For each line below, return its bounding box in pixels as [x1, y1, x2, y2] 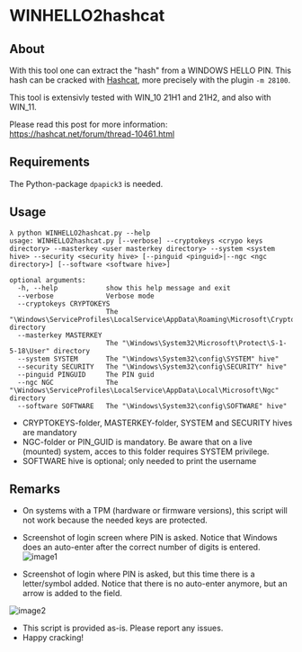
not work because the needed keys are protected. [22, 514, 209, 526]
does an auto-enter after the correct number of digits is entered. [22, 541, 261, 553]
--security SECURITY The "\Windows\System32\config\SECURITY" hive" [17, 362, 288, 371]
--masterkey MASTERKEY [17, 330, 102, 340]
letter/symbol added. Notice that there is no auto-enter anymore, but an [22, 578, 288, 589]
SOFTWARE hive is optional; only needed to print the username [22, 455, 257, 466]
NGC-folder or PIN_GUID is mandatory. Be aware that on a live [22, 436, 253, 447]
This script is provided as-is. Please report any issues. [22, 622, 224, 634]
